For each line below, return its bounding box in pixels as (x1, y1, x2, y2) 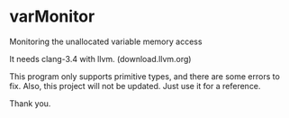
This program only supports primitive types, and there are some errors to (9, 70, 281, 82)
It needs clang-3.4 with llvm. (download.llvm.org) (9, 53, 192, 64)
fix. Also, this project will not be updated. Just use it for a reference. (9, 80, 261, 91)
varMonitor (9, 6, 95, 27)
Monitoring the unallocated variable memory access (9, 36, 203, 47)
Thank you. (9, 97, 51, 109)
